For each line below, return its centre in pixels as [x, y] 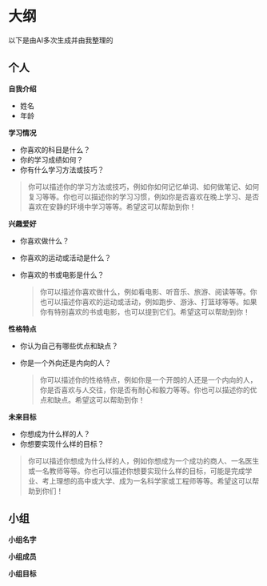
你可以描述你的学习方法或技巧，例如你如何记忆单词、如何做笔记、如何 [143, 187]
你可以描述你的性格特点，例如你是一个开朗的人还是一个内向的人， [148, 379]
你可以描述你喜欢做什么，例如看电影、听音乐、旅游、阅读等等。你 [148, 291]
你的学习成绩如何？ [52, 159]
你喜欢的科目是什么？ [55, 150]
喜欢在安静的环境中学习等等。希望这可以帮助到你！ [112, 207]
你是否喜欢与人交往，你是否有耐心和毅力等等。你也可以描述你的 [145, 390]
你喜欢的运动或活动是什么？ [66, 258]
